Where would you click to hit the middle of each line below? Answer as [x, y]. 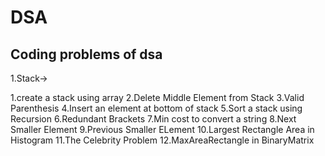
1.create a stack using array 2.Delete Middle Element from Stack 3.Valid [157, 97]
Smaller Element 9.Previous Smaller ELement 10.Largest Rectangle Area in [162, 129]
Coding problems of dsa [86, 54]
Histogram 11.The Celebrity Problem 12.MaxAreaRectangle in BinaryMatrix [162, 140]
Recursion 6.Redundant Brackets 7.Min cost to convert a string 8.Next [153, 119]
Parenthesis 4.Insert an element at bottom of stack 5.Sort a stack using [156, 108]
